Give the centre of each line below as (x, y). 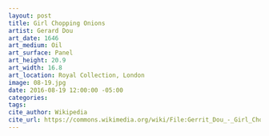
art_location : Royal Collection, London (77, 75)
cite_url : (25, 120)
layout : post (30, 16)
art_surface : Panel (41, 53)
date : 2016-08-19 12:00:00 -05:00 (66, 90)
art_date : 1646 (34, 38)
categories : (28, 98)
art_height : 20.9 (37, 61)
